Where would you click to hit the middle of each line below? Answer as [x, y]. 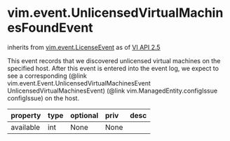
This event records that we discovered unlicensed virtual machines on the [114, 60]
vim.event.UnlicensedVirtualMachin [115, 13]
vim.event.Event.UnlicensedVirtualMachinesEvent [79, 83]
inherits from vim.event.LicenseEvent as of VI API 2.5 [84, 47]
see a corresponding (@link [47, 76]
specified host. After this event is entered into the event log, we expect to [113, 68]
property [26, 115]
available [26, 127]
